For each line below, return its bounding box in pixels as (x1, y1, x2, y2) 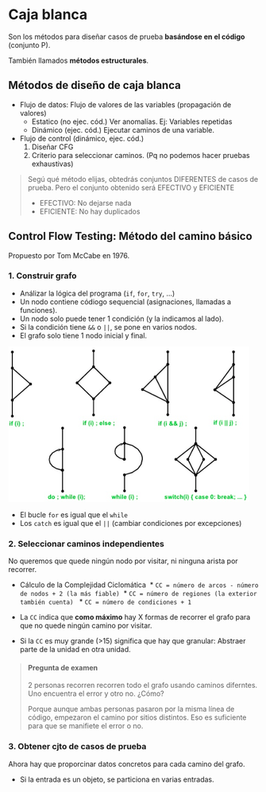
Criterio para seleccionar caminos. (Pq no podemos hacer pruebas (31, 150, 250, 160)
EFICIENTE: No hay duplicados (39, 207, 141, 216)
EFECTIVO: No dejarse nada (39, 198, 132, 207)
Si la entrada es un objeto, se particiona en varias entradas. (19, 775, 214, 784)
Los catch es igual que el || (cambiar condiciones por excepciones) (19, 518, 242, 527)
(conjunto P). (8, 40, 51, 49)
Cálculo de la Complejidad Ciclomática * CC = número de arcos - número (19, 580, 259, 589)
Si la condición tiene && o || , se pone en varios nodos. (19, 322, 197, 331)
